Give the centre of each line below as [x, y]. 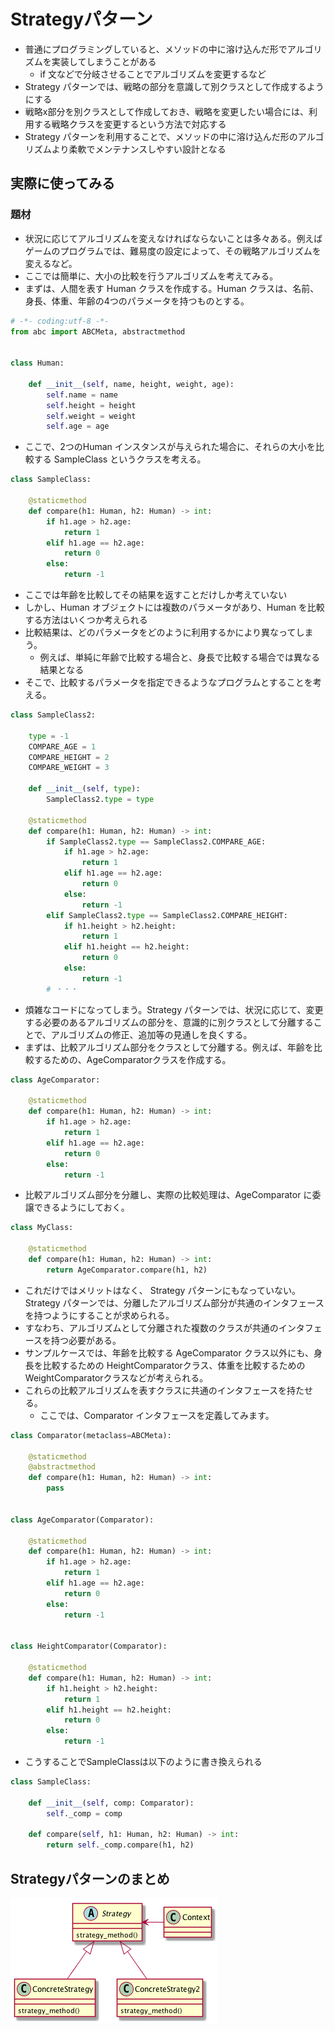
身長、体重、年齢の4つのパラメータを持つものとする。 [137, 301]
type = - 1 [49, 736]
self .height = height [91, 405]
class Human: [37, 363]
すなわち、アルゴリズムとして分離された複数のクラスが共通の [151, 1327]
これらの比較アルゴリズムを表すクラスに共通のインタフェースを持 [160, 1390]
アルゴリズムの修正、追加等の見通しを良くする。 [151, 1034]
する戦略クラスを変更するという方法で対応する [130, 124]
